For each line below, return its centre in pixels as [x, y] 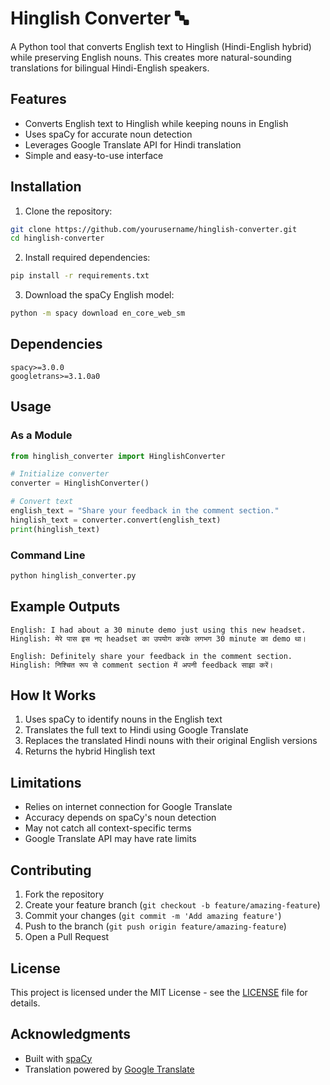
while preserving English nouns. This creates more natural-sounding [151, 57]
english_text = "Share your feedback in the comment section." [145, 511]
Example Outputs [65, 607]
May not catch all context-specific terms [108, 828]
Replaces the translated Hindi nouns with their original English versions [171, 741]
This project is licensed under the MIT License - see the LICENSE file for [159, 992]
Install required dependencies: [87, 258]
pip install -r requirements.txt [80, 276]
